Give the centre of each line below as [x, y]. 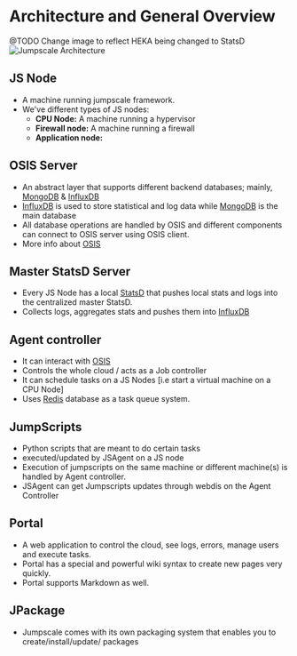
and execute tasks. [56, 554]
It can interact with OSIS [66, 361]
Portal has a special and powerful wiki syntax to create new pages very [152, 564]
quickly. [36, 573]
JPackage [37, 611]
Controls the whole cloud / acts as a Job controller [114, 371]
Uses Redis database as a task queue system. [106, 399]
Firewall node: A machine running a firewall [115, 128]
